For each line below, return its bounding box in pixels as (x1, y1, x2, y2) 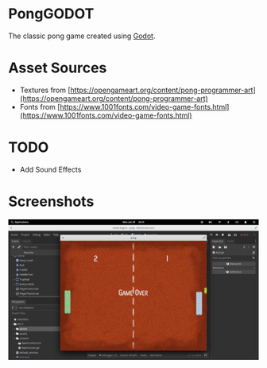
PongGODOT (8, 5, 95, 23)
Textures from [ (19, 85, 71, 95)
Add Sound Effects (19, 165, 82, 174)
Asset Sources (8, 59, 107, 77)
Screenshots (8, 192, 95, 211)
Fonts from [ (19, 102, 60, 111)
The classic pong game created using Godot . (8, 31, 156, 41)
